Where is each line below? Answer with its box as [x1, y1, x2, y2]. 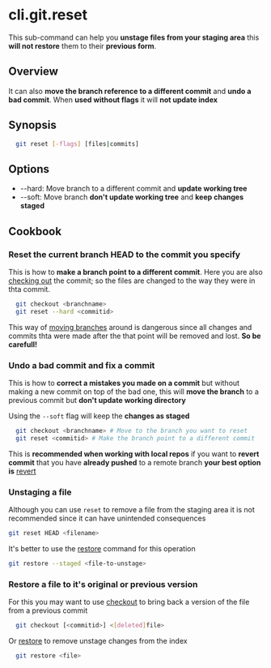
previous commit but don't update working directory [8, 395, 186, 405]
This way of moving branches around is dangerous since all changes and [8, 322, 252, 332]
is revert [8, 466, 36, 476]
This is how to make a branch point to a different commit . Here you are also [8, 267, 263, 276]
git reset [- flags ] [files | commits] [15, 139, 139, 148]
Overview [8, 65, 59, 79]
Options [8, 162, 50, 176]
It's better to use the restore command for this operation [8, 543, 196, 553]
